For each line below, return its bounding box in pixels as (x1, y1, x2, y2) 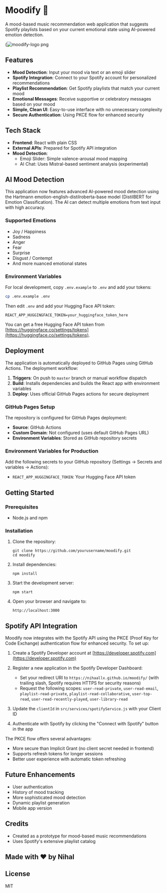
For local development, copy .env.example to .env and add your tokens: (5, 284, 152, 290)
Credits (5, 819, 29, 828)
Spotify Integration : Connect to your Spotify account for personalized (12, 75, 157, 81)
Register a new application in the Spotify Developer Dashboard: (12, 665, 143, 671)
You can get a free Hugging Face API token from (5, 321, 105, 327)
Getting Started (5, 488, 54, 497)
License (5, 869, 30, 878)
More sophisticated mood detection (12, 794, 86, 800)
